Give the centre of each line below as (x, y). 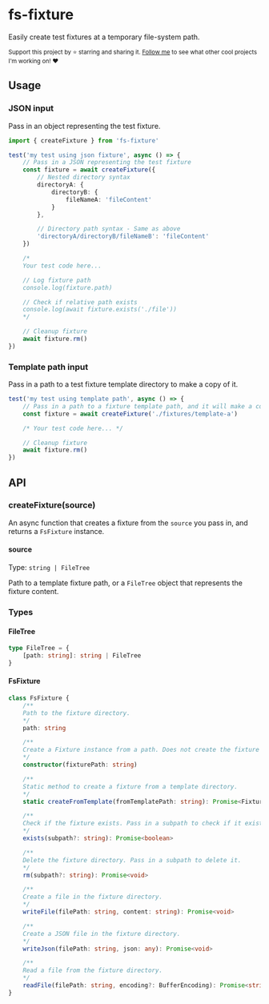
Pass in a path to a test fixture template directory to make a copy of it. (123, 384)
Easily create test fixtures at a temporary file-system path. (104, 37)
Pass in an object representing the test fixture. (84, 126)
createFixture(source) (52, 505)
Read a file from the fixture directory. (92, 970)
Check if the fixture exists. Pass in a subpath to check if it (132, 823)
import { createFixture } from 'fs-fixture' (84, 141)
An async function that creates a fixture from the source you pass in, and (128, 523)
